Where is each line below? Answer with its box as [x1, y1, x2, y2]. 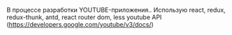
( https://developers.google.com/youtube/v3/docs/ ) [6, 21, 154, 28]
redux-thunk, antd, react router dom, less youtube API [6, 13, 162, 21]
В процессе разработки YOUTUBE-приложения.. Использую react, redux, [6, 6, 226, 14]
